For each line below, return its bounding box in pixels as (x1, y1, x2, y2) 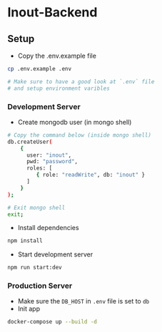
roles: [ (26, 165, 53, 172)
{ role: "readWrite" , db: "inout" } (36, 172, 145, 179)
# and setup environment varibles (7, 85, 111, 92)
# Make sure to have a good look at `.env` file (7, 78, 155, 85)
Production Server (7, 281, 73, 291)
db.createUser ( (7, 138, 53, 145)
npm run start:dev (7, 264, 62, 271)
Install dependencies (17, 224, 80, 232)
